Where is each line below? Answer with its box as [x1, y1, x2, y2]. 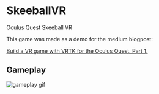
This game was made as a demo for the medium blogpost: [6, 35, 153, 42]
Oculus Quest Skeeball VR [6, 24, 72, 31]
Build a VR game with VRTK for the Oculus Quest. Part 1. [6, 47, 148, 55]
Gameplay [6, 65, 46, 75]
